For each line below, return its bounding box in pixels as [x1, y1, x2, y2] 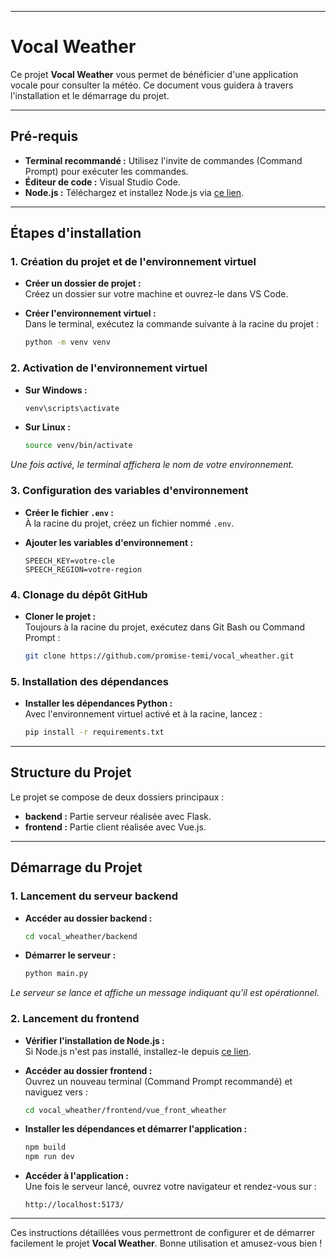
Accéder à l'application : [24, 1170, 129, 1182]
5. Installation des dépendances [10, 674, 169, 688]
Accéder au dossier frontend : [24, 1064, 153, 1076]
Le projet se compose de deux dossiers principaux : [10, 791, 225, 803]
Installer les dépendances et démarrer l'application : [24, 1123, 248, 1135]
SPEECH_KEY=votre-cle [24, 556, 115, 566]
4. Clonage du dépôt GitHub [10, 587, 148, 601]
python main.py [24, 969, 89, 979]
